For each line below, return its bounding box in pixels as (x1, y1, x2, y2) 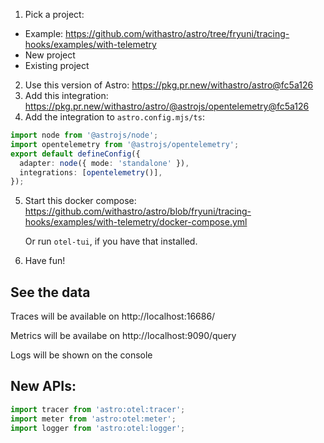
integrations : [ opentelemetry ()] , (19, 167, 163, 178)
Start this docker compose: (24, 195, 137, 207)
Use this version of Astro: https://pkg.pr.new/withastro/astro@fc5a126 (24, 79, 314, 91)
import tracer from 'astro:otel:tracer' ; (10, 404, 186, 414)
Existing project (24, 60, 90, 71)
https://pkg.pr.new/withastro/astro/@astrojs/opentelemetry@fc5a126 (24, 100, 310, 112)
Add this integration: (24, 90, 109, 101)
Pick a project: (24, 9, 85, 20)
